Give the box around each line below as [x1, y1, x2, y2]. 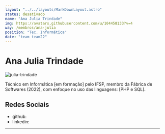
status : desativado [5, 12, 45, 17]
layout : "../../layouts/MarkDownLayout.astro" [5, 7, 102, 12]
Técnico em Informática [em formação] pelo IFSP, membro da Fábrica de [5, 81, 153, 87]
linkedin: [12, 118, 29, 125]
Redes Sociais [5, 101, 49, 109]
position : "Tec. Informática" [5, 30, 67, 35]
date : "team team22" [5, 35, 48, 40]
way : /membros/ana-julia [5, 25, 56, 30]
